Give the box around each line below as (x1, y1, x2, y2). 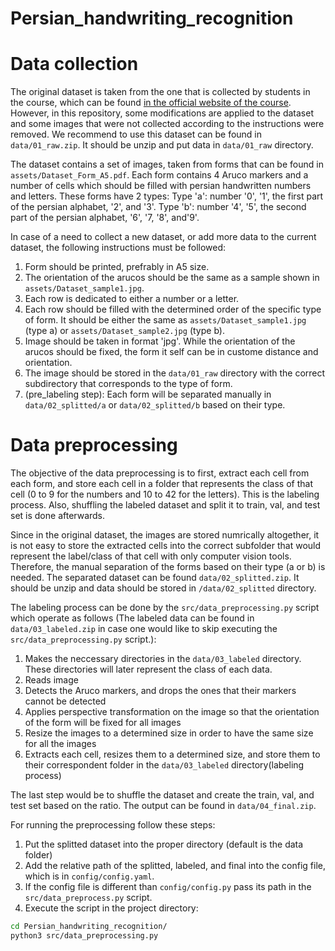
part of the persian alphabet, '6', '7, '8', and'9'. (10, 212, 200, 224)
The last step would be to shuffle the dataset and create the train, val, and (10, 789, 315, 801)
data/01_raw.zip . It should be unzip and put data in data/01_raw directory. (10, 139, 314, 151)
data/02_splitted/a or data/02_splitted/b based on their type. (24, 399, 286, 411)
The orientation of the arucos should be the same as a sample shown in (24, 272, 320, 284)
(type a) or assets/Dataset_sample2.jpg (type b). (24, 325, 225, 337)
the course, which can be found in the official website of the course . (10, 97, 292, 109)
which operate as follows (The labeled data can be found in (10, 612, 255, 624)
